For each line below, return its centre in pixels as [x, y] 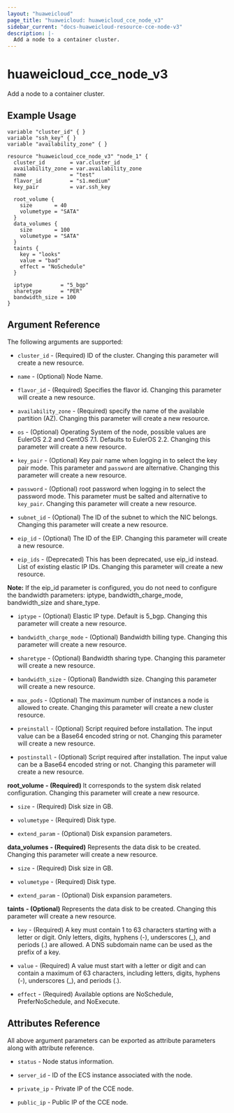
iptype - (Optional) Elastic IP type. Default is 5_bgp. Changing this [112, 616]
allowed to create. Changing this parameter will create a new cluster [115, 707]
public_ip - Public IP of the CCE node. [73, 1102]
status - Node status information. [65, 1061]
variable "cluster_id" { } [46, 132]
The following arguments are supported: [65, 342]
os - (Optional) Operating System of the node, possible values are [112, 432]
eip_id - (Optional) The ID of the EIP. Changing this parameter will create [122, 538]
